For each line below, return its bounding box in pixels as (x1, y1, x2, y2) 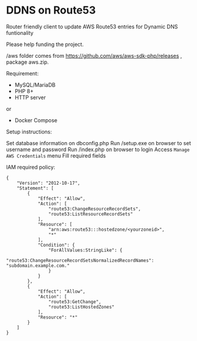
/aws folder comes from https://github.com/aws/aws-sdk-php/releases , (6, 52, 182, 59)
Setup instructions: (6, 128, 52, 135)
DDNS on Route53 (6, 4, 96, 17)
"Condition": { (37, 242, 75, 248)
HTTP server (14, 94, 46, 101)
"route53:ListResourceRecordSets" (48, 211, 133, 217)
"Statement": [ (17, 185, 54, 191)
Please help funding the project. (6, 41, 84, 48)
